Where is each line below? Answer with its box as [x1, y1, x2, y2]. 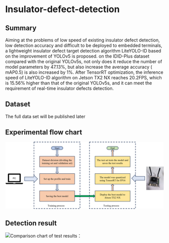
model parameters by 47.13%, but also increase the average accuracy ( [5, 64, 152, 70]
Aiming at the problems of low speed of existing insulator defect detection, [5, 37, 160, 43]
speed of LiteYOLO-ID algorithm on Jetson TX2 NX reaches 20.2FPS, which [5, 75, 162, 80]
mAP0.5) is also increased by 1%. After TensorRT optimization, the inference [5, 69, 163, 75]
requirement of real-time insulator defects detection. [5, 85, 114, 91]
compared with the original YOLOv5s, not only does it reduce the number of [5, 59, 162, 64]
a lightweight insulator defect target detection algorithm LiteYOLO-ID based [5, 48, 161, 54]
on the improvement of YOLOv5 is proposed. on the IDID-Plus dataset [5, 53, 150, 59]
